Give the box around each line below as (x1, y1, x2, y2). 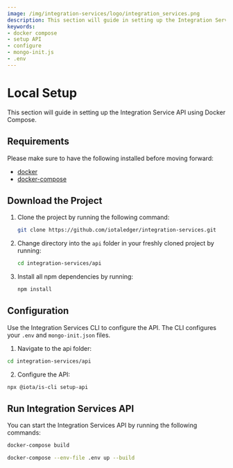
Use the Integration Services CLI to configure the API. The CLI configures (7, 323, 217, 331)
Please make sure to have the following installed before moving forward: (7, 154, 214, 162)
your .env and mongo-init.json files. (7, 331, 111, 339)
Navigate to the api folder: (17, 344, 92, 352)
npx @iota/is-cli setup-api (7, 383, 89, 390)
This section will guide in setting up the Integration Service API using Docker (7, 108, 226, 116)
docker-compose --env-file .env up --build (7, 455, 135, 462)
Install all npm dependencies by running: (17, 272, 134, 281)
